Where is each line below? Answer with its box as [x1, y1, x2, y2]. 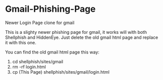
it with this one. [5, 39, 36, 45]
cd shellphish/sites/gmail [12, 58, 63, 64]
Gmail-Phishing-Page [5, 3, 96, 15]
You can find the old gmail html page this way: [5, 49, 100, 55]
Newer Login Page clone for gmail [5, 20, 75, 26]
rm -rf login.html [12, 64, 46, 70]
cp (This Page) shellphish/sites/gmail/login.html [12, 69, 110, 75]
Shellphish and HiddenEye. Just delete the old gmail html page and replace [5, 34, 159, 40]
